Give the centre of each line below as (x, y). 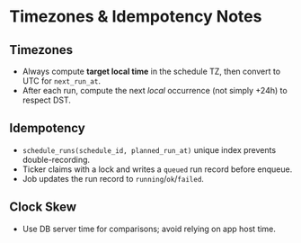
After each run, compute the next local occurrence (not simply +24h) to (155, 90)
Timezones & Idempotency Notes (136, 17)
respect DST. (47, 100)
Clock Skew (43, 207)
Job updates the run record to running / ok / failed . (113, 178)
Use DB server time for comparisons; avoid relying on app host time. (149, 229)
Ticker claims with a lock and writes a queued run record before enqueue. (157, 169)
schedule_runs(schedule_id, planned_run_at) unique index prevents (149, 149)
